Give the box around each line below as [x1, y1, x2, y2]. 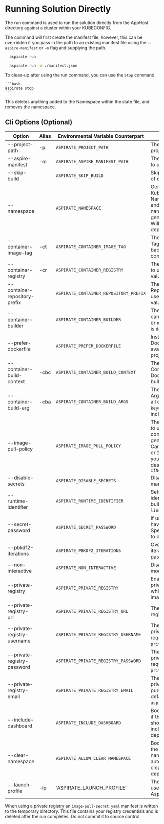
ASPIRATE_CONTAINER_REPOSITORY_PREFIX [56, 290, 146, 296]
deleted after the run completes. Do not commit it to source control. [5, 813, 141, 819]
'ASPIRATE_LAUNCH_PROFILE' [56, 784, 127, 791]
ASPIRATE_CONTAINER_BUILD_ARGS [56, 399, 128, 404]
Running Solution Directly [5, 3, 111, 15]
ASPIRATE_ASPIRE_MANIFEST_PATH [56, 158, 128, 164]
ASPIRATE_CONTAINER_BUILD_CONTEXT [56, 369, 136, 375]
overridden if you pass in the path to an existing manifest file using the [5, 39, 147, 45]
